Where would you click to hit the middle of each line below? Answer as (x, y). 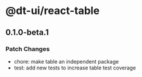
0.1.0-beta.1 (27, 32)
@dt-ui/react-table (53, 11)
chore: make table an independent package (66, 61)
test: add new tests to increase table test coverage (75, 68)
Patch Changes (28, 49)
